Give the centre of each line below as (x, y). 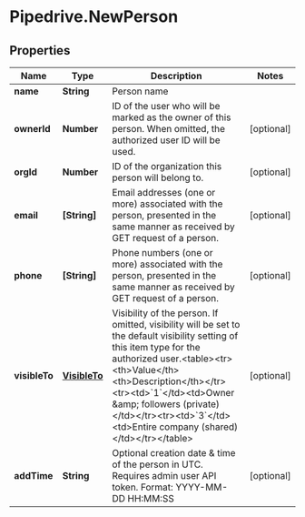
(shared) (220, 427)
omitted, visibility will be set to (176, 324)
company (179, 427)
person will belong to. (158, 177)
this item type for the (156, 347)
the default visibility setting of (175, 336)
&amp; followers (147, 404)
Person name (140, 91)
